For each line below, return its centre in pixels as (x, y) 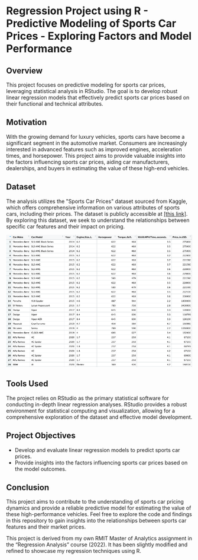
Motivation (27, 122)
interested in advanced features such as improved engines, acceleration (94, 149)
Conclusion (28, 487)
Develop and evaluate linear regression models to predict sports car (97, 450)
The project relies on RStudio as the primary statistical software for (88, 398)
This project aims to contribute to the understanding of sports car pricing (95, 502)
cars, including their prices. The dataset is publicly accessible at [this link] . (97, 214)
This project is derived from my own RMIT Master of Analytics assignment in (99, 539)
